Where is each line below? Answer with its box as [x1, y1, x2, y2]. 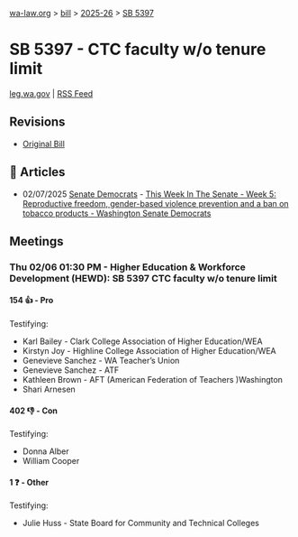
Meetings [9, 234, 65, 249]
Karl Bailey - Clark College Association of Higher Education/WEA [22, 336, 263, 347]
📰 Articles [9, 164, 66, 180]
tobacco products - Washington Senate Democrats [22, 208, 212, 218]
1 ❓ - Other [9, 477, 50, 487]
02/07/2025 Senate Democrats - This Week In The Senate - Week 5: [22, 189, 276, 199]
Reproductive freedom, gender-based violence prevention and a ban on [22, 198, 290, 208]
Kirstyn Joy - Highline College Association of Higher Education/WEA [22, 346, 276, 356]
